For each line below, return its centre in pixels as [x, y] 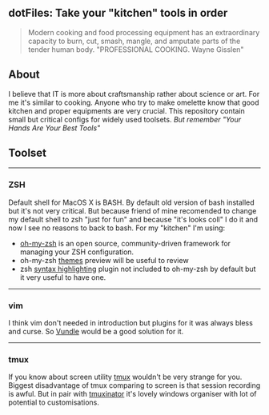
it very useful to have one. [63, 277]
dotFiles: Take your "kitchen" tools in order [118, 13]
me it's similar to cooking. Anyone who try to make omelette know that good [134, 102]
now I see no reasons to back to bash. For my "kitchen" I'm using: [117, 228]
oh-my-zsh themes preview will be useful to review [104, 260]
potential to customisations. [54, 402]
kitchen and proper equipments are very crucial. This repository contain [127, 110]
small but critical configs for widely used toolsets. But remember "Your [125, 119]
